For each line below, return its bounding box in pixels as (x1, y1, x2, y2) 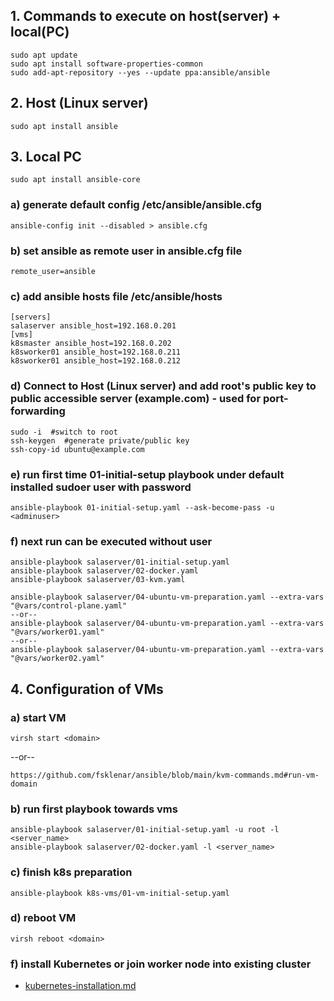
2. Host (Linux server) (10, 95, 149, 112)
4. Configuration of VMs (10, 680, 164, 698)
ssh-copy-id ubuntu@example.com (10, 444, 145, 454)
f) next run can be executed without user (10, 534, 213, 548)
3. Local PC (10, 149, 82, 166)
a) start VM (10, 710, 67, 724)
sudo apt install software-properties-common (10, 59, 203, 69)
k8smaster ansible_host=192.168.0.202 (10, 339, 172, 349)
